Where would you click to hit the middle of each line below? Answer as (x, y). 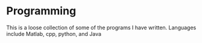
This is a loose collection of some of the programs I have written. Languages (101, 27)
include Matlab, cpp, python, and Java (54, 33)
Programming (41, 11)
